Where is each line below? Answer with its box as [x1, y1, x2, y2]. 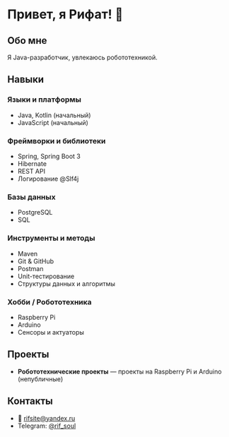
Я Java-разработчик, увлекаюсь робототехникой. [7, 53, 158, 61]
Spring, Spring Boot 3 [17, 152, 81, 160]
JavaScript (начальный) [17, 118, 88, 126]
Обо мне [7, 35, 47, 47]
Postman [17, 264, 44, 273]
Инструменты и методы [7, 233, 95, 243]
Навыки [7, 73, 45, 85]
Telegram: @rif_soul [17, 421, 76, 430]
